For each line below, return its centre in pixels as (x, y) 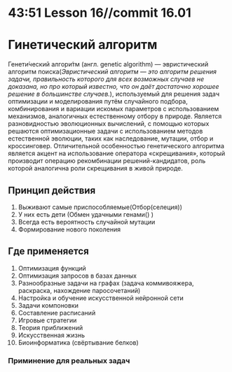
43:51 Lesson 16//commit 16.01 (100, 13)
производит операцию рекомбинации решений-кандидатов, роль (107, 161)
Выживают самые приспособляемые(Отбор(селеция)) (100, 207)
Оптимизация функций (52, 268)
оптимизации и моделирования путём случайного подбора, (98, 101)
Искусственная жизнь (51, 335)
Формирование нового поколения (69, 229)
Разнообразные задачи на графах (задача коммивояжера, (106, 283)
